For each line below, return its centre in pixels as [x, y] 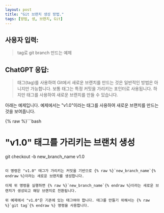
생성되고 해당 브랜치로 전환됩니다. [47, 191]
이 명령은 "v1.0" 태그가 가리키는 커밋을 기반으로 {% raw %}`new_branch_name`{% [81, 171]
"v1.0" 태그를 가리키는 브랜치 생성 [70, 143]
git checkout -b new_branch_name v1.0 [45, 156]
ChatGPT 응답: [27, 70]
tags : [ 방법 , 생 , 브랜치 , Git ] [34, 19]
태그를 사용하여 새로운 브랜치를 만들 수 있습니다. [72, 95]
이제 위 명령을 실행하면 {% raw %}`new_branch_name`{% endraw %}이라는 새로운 [79, 185]
